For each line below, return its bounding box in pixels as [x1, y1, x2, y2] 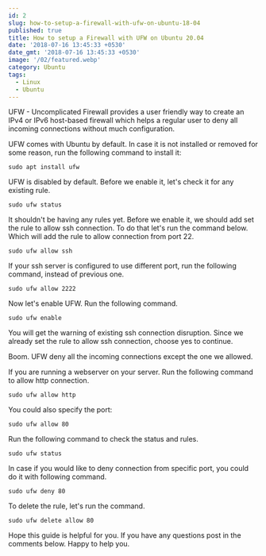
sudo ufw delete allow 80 [8, 517, 94, 525]
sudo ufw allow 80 [8, 420, 69, 429]
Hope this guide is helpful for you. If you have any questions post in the [8, 531, 241, 540]
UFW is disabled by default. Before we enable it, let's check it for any [8, 177, 234, 187]
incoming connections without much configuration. [8, 124, 175, 133]
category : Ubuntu [8, 64, 66, 71]
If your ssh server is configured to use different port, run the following [8, 261, 237, 271]
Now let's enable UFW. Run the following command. [8, 299, 179, 308]
